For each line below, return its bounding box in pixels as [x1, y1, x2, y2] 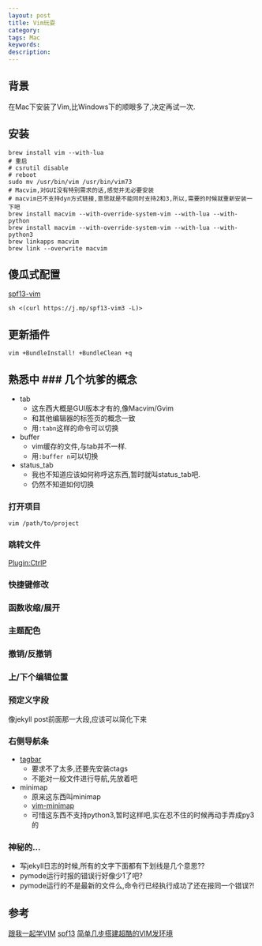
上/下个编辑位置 [8, 672, 69, 683]
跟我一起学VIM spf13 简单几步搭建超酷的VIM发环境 [8, 929, 174, 938]
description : [8, 48, 51, 56]
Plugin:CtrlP [8, 557, 47, 567]
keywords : [8, 41, 41, 49]
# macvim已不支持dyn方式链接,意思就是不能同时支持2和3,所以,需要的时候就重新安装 [8, 194, 247, 202]
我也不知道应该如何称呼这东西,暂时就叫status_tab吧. [31, 470, 201, 479]
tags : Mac [8, 33, 41, 42]
